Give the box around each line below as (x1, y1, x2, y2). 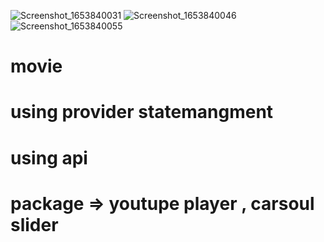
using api (10, 146, 88, 169)
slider (10, 213, 59, 236)
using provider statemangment (10, 101, 274, 124)
